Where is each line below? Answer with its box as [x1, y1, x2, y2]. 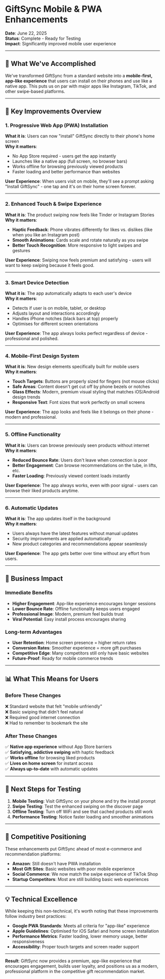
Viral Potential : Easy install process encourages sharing [12, 616, 126, 622]
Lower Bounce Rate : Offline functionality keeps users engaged [12, 606, 140, 612]
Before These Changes [5, 692, 61, 699]
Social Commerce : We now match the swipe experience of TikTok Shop [12, 871, 158, 877]
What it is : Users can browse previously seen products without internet [5, 442, 150, 448]
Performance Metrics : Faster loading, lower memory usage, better [12, 933, 148, 939]
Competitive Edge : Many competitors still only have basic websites [12, 650, 149, 656]
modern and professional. [5, 414, 57, 420]
